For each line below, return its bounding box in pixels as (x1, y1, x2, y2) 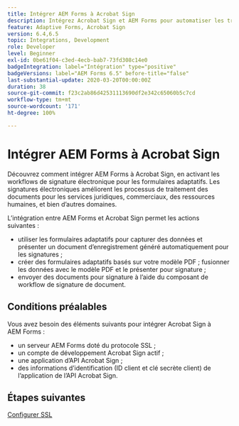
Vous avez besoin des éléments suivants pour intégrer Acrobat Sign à (7, 319, 211, 328)
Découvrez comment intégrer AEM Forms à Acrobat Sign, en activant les (7, 170, 221, 178)
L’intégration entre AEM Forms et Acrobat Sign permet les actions (7, 214, 200, 222)
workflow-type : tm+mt (7, 97, 72, 104)
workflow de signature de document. (17, 280, 127, 288)
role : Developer (7, 43, 55, 50)
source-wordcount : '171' (7, 103, 81, 110)
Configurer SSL (7, 410, 53, 419)
